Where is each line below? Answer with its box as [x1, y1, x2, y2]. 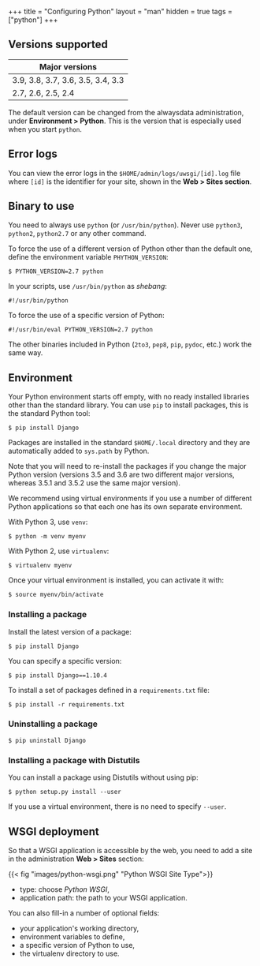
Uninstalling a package [8, 718, 98, 729]
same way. [8, 348, 43, 358]
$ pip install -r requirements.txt [8, 700, 125, 709]
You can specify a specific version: [8, 656, 122, 665]
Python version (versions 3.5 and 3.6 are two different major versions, [8, 470, 235, 480]
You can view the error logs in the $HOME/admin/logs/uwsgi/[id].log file [8, 168, 241, 178]
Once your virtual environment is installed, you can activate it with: [8, 575, 225, 585]
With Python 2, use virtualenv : [8, 546, 110, 556]
